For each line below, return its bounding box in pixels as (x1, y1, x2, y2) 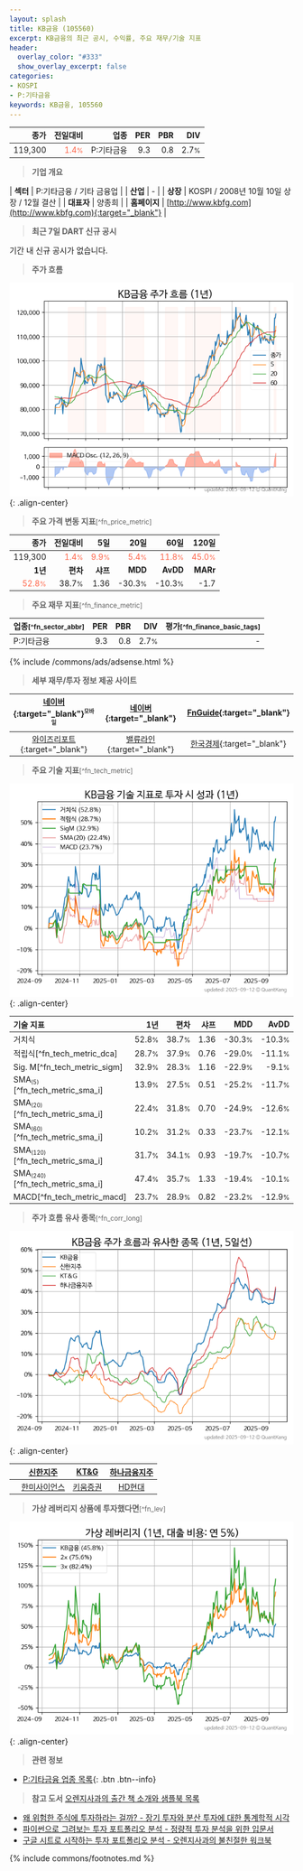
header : (9, 43, 39, 52)
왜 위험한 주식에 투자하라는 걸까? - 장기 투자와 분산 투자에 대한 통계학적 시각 (22, 1812, 290, 1823)
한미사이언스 (21, 1481, 66, 1492)
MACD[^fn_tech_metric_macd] (13, 1191, 127, 1202)
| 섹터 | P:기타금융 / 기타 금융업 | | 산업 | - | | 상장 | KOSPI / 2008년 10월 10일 (9, 185, 282, 196)
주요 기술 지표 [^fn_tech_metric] (31, 765, 133, 776)
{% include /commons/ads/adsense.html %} (9, 656, 174, 667)
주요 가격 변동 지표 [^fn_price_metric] (31, 516, 152, 526)
